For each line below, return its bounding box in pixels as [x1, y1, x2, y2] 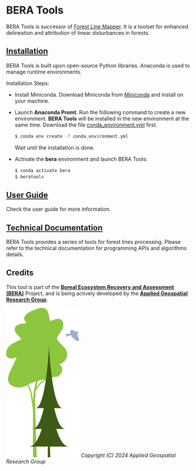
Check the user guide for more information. [6, 205, 111, 213]
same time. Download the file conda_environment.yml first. [14, 121, 158, 128]
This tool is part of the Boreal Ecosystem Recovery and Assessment [6, 283, 175, 290]
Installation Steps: [6, 79, 49, 87]
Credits [6, 268, 34, 278]
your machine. [14, 97, 50, 104]
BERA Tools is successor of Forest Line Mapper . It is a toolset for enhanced [6, 23, 188, 30]
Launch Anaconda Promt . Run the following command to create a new [14, 108, 187, 115]
